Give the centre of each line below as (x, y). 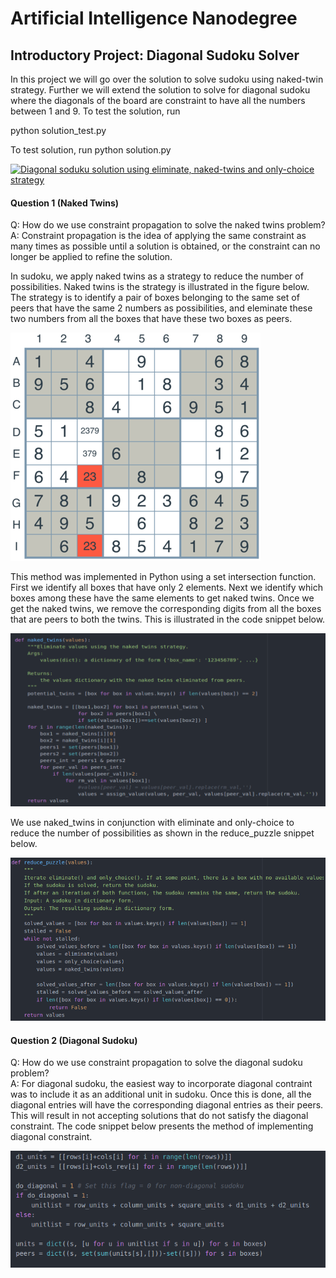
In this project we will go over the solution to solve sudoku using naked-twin (167, 79)
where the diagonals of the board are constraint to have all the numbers (158, 100)
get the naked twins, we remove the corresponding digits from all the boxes (166, 609)
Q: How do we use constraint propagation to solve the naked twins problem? (168, 225)
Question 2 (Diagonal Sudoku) (74, 1040)
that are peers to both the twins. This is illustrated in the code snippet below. (168, 619)
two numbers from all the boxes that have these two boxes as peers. (151, 319)
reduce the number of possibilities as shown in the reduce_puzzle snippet (162, 833)
